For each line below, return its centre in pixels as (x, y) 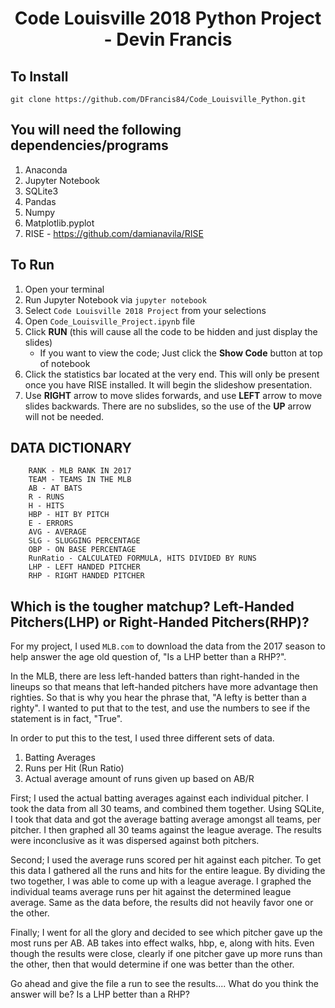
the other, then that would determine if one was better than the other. (152, 964)
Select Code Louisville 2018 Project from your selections (145, 310)
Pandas (40, 201)
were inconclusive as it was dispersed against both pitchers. (135, 841)
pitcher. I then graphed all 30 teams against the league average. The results (166, 830)
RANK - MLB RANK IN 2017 (80, 471)
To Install (39, 76)
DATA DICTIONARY (71, 448)
